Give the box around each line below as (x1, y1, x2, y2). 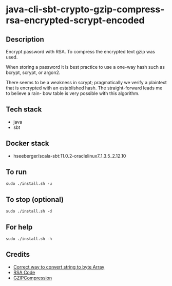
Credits (6, 250, 30, 259)
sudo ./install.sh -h (6, 236, 52, 242)
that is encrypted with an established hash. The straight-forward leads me (6, 85, 163, 91)
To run (6, 168, 27, 177)
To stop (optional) (6, 195, 64, 204)
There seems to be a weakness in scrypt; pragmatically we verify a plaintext (6, 80, 167, 85)
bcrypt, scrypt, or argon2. (6, 69, 61, 75)
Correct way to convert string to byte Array (13, 263, 105, 270)
